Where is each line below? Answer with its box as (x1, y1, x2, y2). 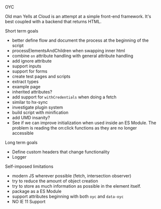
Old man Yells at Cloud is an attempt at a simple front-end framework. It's (5, 14, 151, 19)
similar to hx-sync (12, 99, 48, 105)
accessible (12, 130, 34, 136)
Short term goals (5, 28, 39, 33)
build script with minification (12, 110, 69, 115)
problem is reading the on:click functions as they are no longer (12, 125, 137, 130)
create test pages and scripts (12, 74, 71, 79)
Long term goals (5, 140, 38, 145)
